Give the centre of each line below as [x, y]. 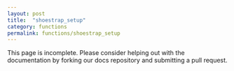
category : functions [37, 26]
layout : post [26, 14]
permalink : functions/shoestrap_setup [64, 33]
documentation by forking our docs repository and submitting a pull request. [117, 61]
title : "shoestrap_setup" [47, 20]
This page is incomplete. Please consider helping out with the [96, 53]
